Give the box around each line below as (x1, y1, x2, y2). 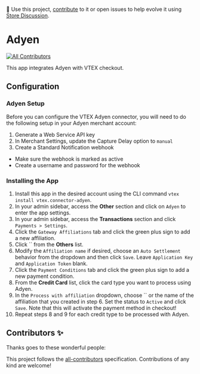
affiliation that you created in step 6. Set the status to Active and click (14, 298, 186, 305)
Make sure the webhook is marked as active (14, 155, 124, 163)
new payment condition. (14, 272, 75, 280)
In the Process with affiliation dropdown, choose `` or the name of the (14, 292, 194, 299)
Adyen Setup (6, 99, 45, 108)
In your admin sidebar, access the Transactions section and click (14, 215, 176, 222)
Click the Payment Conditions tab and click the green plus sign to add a (14, 266, 190, 273)
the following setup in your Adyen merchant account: (6, 119, 137, 127)
